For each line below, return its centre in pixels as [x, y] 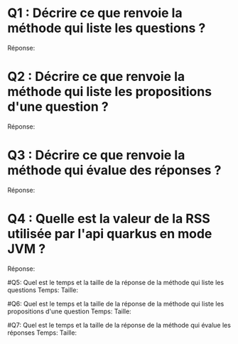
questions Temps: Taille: [43, 290]
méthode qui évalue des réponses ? [114, 170]
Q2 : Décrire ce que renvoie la [96, 77]
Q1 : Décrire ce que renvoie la [95, 13]
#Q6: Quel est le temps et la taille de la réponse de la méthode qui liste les [116, 303]
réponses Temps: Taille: [42, 333]
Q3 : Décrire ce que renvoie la [96, 155]
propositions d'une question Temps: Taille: [69, 311]
